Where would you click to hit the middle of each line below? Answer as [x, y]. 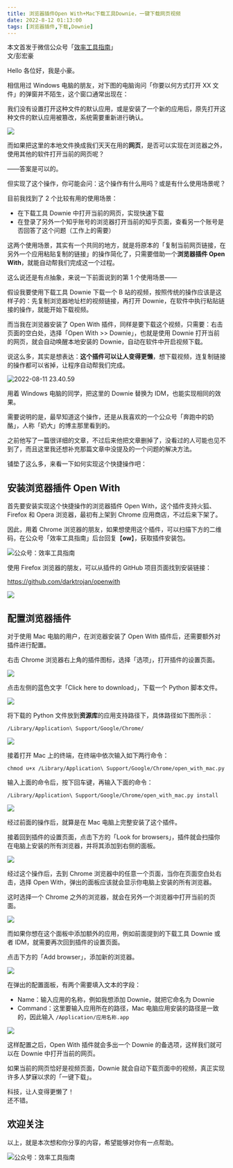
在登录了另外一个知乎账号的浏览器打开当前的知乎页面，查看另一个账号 [118, 222]
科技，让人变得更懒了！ [41, 1092]
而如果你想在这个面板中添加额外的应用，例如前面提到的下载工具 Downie [110, 933]
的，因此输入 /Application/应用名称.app [73, 1017]
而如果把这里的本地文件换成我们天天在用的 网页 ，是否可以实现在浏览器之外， [116, 145]
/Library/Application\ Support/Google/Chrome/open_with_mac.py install [113, 795]
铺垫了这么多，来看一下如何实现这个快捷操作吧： [77, 464]
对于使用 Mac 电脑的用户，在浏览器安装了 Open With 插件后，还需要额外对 [114, 636]
